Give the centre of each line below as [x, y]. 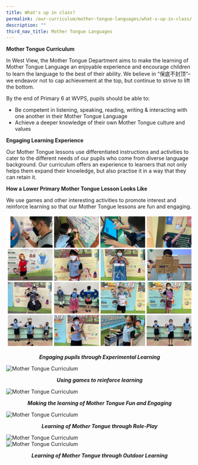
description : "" [26, 25]
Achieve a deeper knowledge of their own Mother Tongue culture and [100, 122]
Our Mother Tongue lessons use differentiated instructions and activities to [98, 152]
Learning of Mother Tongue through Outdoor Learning [100, 455]
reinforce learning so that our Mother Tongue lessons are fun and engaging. [99, 207]
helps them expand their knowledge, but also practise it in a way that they [96, 171]
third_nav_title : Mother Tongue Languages [59, 32]
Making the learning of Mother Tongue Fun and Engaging [100, 403]
